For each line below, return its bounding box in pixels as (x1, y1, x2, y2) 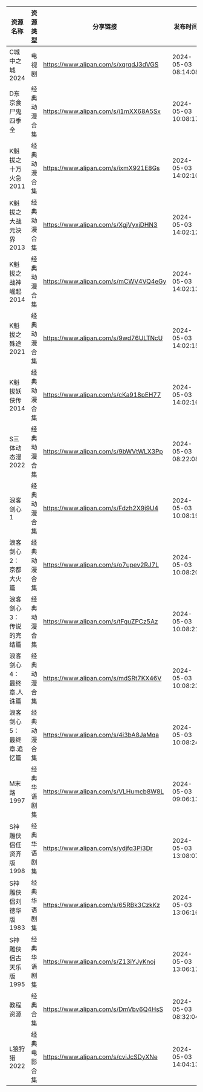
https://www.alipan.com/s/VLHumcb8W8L (43, 787, 164, 796)
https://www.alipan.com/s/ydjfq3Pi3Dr (43, 844, 153, 852)
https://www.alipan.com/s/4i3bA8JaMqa (43, 731, 159, 739)
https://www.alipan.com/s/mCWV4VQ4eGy (43, 278, 167, 285)
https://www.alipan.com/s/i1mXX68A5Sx (43, 107, 161, 115)
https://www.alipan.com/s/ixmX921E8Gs (43, 164, 160, 172)
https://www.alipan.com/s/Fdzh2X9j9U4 (43, 504, 159, 512)
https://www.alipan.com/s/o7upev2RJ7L (43, 561, 159, 569)
